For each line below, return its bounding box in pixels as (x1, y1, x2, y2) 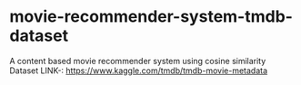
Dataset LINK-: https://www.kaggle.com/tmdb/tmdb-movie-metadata (9, 65, 268, 76)
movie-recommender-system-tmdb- (9, 6, 294, 27)
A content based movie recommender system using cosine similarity (9, 55, 266, 66)
